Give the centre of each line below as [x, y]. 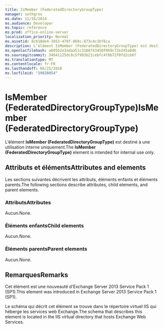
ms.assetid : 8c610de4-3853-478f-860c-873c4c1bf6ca [58, 41]
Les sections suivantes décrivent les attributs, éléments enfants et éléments [81, 179]
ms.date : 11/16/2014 [26, 19]
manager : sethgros [24, 14]
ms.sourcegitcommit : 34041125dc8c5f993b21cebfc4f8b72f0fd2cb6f [71, 55]
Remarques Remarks [37, 275]
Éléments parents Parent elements [46, 249]
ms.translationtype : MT [29, 60]
